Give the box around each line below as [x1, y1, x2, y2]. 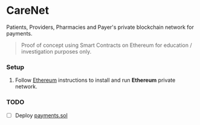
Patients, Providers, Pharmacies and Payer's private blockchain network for [6, 23, 195, 31]
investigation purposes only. [21, 47, 92, 55]
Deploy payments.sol [15, 112, 68, 119]
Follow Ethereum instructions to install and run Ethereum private [15, 76, 176, 84]
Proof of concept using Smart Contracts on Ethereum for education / [21, 41, 192, 49]
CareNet [6, 4, 50, 17]
